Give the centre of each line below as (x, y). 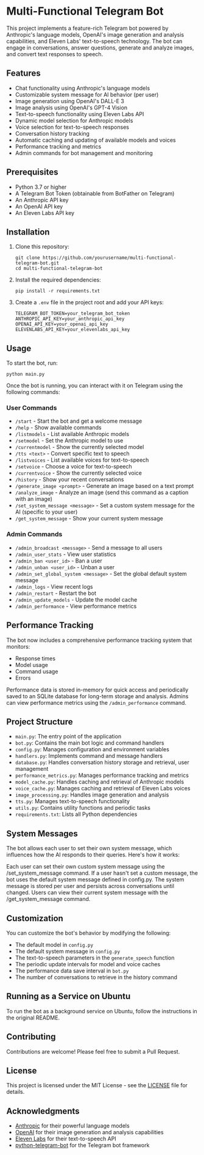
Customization (35, 918)
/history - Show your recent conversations (69, 479)
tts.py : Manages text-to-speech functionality (72, 801)
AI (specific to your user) (46, 512)
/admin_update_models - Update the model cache (76, 599)
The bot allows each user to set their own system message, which (89, 848)
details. (16, 1092)
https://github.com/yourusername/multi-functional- (109, 258)
